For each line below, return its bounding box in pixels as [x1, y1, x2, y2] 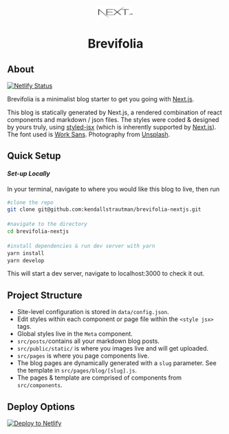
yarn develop [7, 257, 45, 264]
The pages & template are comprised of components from [17, 373, 182, 382]
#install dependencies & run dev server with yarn [7, 242, 155, 249]
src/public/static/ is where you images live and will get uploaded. [17, 344, 209, 353]
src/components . [17, 381, 63, 389]
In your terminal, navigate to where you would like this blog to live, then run [7, 185, 220, 193]
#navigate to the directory [7, 220, 88, 228]
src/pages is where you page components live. [17, 351, 150, 360]
